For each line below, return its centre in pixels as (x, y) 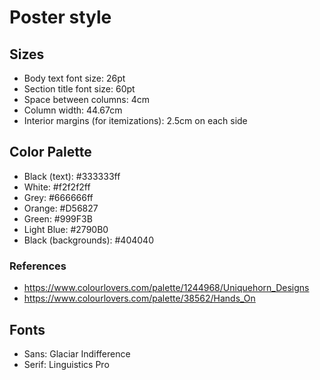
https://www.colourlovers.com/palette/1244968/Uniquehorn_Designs (166, 288)
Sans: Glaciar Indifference (77, 353)
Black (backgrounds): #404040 (88, 240)
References (38, 266)
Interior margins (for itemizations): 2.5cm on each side (135, 120)
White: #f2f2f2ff (57, 187)
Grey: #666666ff (58, 197)
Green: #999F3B (58, 218)
